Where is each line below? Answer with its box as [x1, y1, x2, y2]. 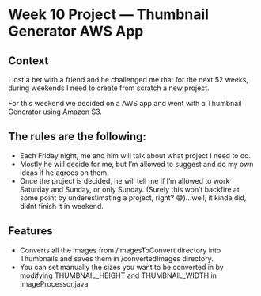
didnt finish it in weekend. [19, 201, 104, 211]
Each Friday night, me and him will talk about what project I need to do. [19, 150, 252, 160]
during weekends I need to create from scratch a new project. [8, 83, 210, 93]
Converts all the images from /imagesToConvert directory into [19, 245, 221, 255]
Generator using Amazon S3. [8, 107, 103, 116]
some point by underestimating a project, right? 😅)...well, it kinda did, [19, 192, 247, 203]
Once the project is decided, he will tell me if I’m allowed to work [19, 176, 230, 185]
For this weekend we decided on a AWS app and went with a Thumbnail [8, 99, 242, 108]
